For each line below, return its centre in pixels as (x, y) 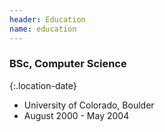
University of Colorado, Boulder (89, 105)
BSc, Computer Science (68, 64)
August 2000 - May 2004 (76, 115)
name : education (43, 29)
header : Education (47, 19)
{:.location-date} (43, 85)
